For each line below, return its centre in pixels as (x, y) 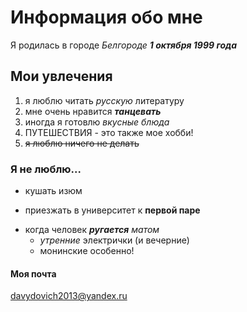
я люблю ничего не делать (82, 143)
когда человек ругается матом (92, 230)
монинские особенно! (87, 251)
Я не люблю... (46, 169)
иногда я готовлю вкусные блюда (97, 122)
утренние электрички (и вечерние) (114, 240)
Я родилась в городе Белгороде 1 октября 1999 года (124, 45)
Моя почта (33, 273)
